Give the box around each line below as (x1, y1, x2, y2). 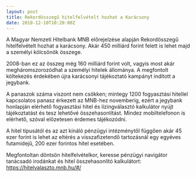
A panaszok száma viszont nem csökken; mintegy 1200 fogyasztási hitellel (6, 90, 188, 98)
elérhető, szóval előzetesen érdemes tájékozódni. (6, 116, 127, 123)
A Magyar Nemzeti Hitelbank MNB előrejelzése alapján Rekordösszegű (6, 36, 179, 43)
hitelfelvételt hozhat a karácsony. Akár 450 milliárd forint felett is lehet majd (6, 42, 191, 49)
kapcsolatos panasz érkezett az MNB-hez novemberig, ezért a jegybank (6, 97, 182, 104)
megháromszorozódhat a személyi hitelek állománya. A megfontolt (6, 67, 169, 74)
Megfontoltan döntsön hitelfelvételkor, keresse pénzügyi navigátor (6, 151, 168, 159)
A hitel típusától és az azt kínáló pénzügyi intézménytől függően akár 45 (6, 127, 182, 134)
